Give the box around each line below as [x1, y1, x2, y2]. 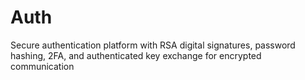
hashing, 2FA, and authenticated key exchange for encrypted [10, 49, 262, 61]
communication [10, 60, 75, 72]
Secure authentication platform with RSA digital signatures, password [10, 39, 296, 51]
